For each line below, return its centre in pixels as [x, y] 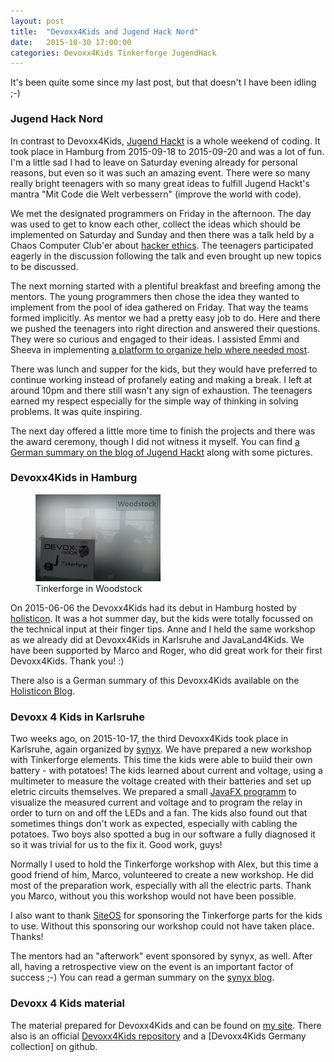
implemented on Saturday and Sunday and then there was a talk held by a [162, 234]
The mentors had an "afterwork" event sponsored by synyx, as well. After [161, 956]
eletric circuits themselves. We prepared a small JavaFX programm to [153, 792]
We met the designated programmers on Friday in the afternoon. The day [161, 213]
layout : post [37, 21]
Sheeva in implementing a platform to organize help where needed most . [160, 349]
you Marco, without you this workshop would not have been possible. [153, 896]
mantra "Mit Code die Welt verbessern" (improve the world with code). [156, 194]
